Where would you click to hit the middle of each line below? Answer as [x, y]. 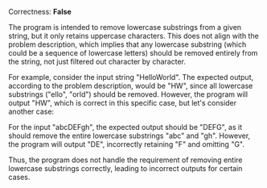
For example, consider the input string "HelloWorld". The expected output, [131, 77]
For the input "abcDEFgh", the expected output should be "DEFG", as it [125, 127]
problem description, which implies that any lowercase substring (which [127, 44]
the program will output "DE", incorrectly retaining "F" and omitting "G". [127, 144]
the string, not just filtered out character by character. [97, 61]
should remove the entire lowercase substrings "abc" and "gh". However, [129, 136]
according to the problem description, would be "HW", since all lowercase [131, 86]
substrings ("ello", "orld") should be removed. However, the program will [128, 94]
